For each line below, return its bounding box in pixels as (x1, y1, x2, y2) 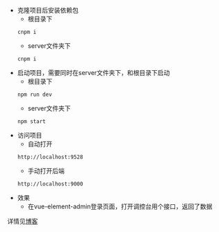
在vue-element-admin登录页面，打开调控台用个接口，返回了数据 (27, 202, 213, 210)
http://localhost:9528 (17, 154, 83, 160)
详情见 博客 (7, 217, 38, 225)
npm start (17, 118, 47, 125)
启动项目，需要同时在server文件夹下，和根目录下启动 (17, 69, 170, 76)
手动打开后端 (27, 167, 65, 175)
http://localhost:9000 (17, 181, 83, 188)
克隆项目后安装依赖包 (17, 6, 79, 14)
